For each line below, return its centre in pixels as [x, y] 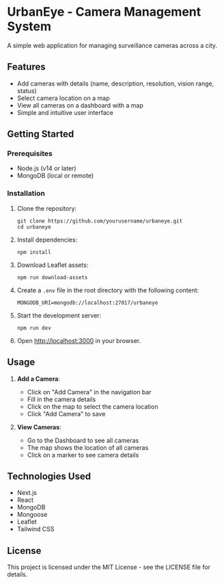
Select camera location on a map [63, 98]
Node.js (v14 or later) [46, 168]
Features [26, 67]
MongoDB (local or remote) [55, 176]
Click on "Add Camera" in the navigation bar [89, 392]
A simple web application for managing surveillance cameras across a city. [112, 45]
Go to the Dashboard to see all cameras [83, 440]
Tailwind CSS [36, 529]
